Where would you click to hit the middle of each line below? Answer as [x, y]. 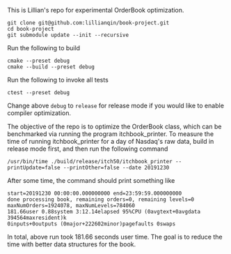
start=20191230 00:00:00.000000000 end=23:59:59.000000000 [95, 193]
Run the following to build [44, 48]
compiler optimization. [39, 113]
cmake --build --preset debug [51, 67]
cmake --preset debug [39, 61]
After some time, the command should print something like [91, 180]
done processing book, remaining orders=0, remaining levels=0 [101, 200]
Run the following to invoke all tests [58, 80]
